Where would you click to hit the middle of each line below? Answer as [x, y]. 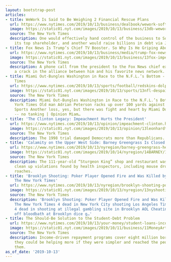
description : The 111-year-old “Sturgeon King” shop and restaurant [84, 162]
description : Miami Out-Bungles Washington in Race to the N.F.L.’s [84, 100]
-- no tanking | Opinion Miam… [48, 114]
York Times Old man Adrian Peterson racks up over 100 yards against [90, 105]
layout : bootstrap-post [31, 10]
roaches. [24, 171]
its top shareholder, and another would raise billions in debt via [89, 43]
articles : [16, 15]
